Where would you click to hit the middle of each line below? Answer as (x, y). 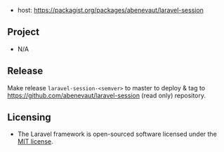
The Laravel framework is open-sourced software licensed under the (117, 134)
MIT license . (35, 141)
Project (24, 32)
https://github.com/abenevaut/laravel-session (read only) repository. (106, 95)
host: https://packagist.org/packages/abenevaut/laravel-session (110, 10)
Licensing (29, 117)
